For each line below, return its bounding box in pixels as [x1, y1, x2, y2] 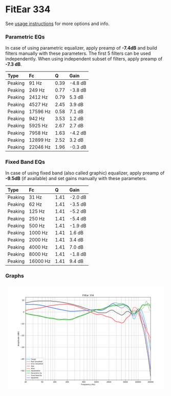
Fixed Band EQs [5, 158, 45, 165]
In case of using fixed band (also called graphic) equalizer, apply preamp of [5, 170, 165, 176]
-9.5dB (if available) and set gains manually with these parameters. [5, 175, 147, 182]
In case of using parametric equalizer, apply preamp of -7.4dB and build [5, 45, 157, 51]
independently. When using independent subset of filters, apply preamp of [5, 56, 163, 62]
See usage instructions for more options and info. [5, 20, 110, 27]
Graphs [5, 272, 24, 279]
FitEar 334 [5, 4, 51, 15]
